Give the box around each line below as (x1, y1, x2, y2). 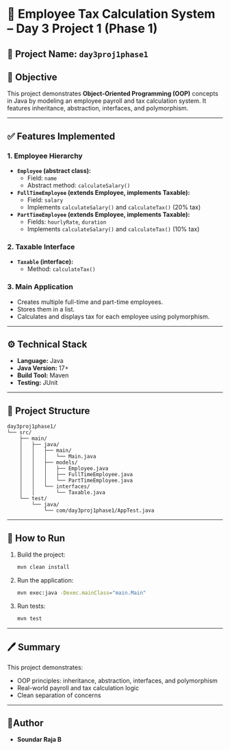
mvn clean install (16, 564, 70, 571)
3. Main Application (7, 282, 73, 292)
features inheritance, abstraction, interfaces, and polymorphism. (7, 104, 189, 113)
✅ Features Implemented (7, 130, 115, 142)
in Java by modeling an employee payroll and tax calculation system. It (7, 97, 207, 105)
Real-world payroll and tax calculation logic (16, 683, 139, 692)
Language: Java (16, 357, 64, 365)
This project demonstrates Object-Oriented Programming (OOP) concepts (7, 89, 219, 98)
